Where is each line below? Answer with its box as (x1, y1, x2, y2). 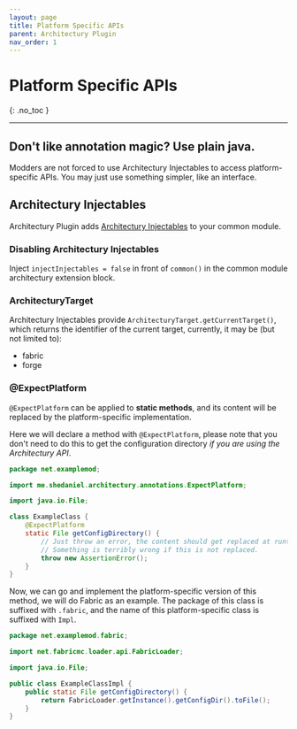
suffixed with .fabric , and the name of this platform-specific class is (9, 605, 260, 616)
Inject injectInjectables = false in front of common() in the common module (9, 263, 288, 274)
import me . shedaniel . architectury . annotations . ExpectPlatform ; (9, 480, 247, 489)
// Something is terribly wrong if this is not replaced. (41, 545, 259, 554)
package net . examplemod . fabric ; (9, 632, 128, 641)
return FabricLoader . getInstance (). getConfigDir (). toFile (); (41, 695, 271, 704)
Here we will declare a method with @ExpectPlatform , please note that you (9, 428, 278, 439)
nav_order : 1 (9, 37, 57, 47)
